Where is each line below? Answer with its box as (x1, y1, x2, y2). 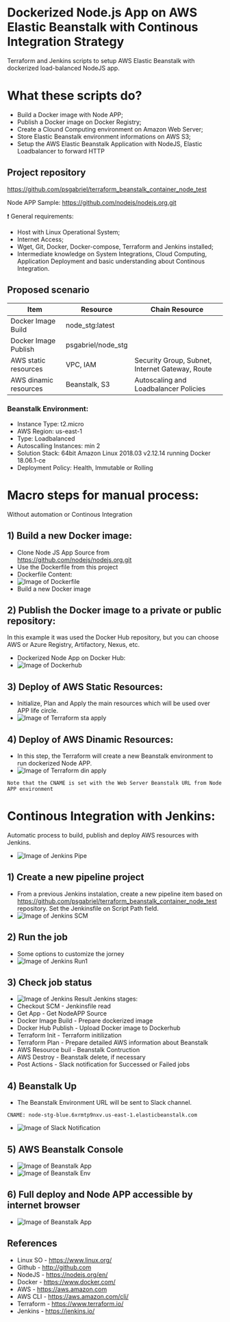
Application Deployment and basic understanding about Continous (16, 257, 205, 265)
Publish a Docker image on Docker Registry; (16, 118, 142, 126)
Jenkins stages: (93, 995, 138, 1003)
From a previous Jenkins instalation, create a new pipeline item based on (16, 890, 222, 898)
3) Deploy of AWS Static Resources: (7, 681, 163, 693)
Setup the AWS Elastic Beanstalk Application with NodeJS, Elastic (16, 139, 203, 148)
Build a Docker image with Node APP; (16, 110, 123, 119)
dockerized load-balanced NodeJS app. (7, 64, 120, 72)
